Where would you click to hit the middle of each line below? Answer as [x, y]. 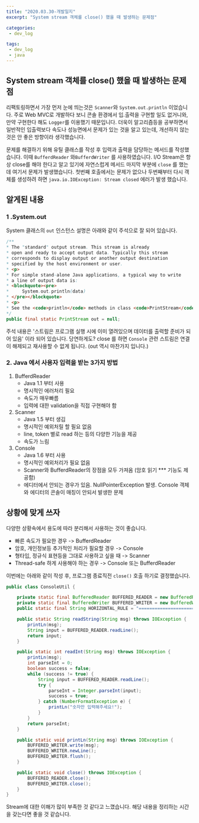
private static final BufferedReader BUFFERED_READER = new [92, 598]
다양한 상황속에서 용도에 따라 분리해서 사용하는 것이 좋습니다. [76, 528]
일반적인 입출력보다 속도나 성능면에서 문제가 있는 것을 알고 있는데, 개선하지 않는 [98, 129]
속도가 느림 [36, 441]
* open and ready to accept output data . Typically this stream [87, 253]
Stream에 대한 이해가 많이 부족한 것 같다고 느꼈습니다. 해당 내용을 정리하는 [92, 807]
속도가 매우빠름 [41, 398]
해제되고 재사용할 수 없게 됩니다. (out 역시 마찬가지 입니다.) [81, 346]
